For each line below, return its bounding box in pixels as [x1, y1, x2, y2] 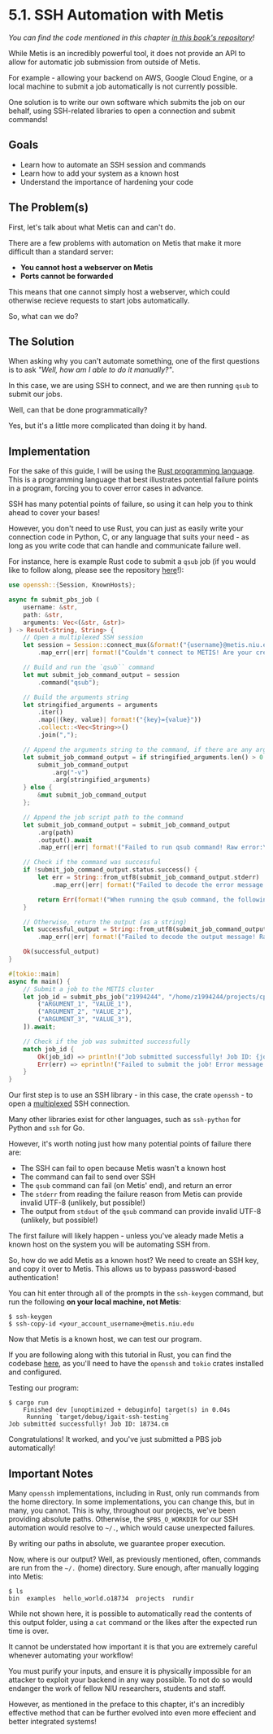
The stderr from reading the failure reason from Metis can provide [19, 1190, 243, 1199]
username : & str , [23, 603, 79, 611]
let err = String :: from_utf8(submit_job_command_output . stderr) [37, 873, 260, 882]
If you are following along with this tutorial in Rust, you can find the [8, 1350, 232, 1360]
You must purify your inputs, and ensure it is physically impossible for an [8, 1666, 252, 1675]
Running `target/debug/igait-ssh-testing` [26, 1413, 173, 1422]
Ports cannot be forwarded [19, 271, 114, 281]
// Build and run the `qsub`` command [23, 663, 154, 672]
